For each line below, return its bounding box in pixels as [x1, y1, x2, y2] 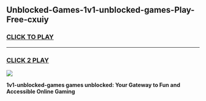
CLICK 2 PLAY [6, 56, 49, 64]
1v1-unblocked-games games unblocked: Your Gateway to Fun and [6, 81, 181, 88]
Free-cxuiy [6, 15, 49, 25]
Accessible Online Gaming [6, 88, 75, 95]
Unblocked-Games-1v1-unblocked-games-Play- [6, 5, 195, 15]
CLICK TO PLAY [6, 33, 54, 42]
